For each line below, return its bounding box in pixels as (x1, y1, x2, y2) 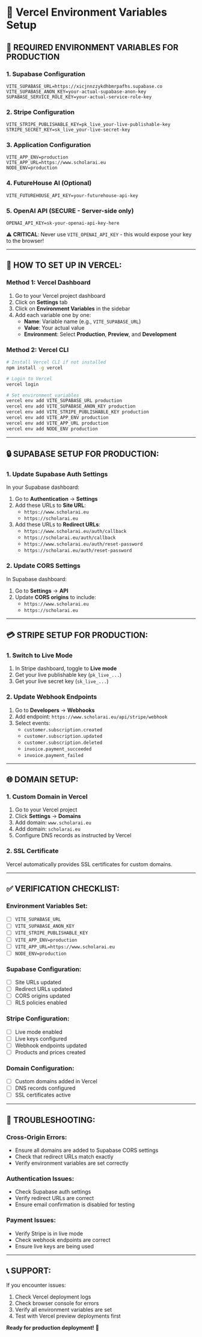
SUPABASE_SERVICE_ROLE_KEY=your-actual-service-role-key (6, 93, 152, 100)
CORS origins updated (14, 992, 70, 999)
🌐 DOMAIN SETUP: (6, 775, 79, 785)
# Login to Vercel (6, 376, 52, 382)
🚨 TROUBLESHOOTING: (6, 1115, 96, 1125)
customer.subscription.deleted (23, 740, 103, 746)
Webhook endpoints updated (14, 1042, 87, 1049)
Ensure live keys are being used (14, 1242, 94, 1250)
